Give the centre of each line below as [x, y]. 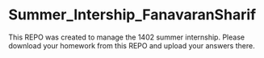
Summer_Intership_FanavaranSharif [132, 15]
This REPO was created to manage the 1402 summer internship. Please [126, 37]
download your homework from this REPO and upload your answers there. [132, 45]
